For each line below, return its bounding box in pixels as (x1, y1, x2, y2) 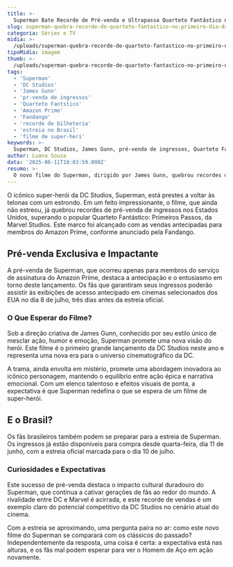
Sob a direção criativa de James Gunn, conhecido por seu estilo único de (7, 329, 217, 337)
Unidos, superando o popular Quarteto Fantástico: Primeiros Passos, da (7, 213, 212, 221)
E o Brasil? (7, 414, 53, 426)
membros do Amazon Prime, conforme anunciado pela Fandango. (7, 227, 196, 236)
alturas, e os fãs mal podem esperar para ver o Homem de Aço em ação (7, 545, 214, 554)
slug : (7, 23, 23, 30)
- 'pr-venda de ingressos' (13, 94, 92, 101)
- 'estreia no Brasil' (13, 126, 79, 133)
